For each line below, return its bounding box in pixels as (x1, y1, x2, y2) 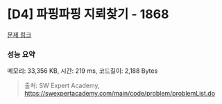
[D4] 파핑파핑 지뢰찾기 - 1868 (7, 6, 169, 22)
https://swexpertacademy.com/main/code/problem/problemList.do (24, 89, 216, 98)
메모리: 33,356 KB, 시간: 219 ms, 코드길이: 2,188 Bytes (7, 67, 158, 75)
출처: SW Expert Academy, (24, 81, 100, 90)
